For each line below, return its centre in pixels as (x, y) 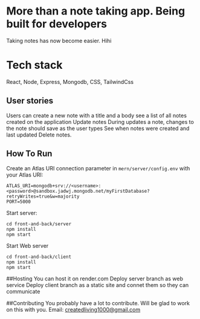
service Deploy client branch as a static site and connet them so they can (98, 285)
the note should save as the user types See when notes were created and (98, 128)
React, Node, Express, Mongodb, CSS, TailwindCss (70, 82)
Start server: (22, 213)
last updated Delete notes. (39, 135)
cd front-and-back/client (39, 257)
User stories (30, 101)
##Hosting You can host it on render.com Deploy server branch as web (95, 279)
